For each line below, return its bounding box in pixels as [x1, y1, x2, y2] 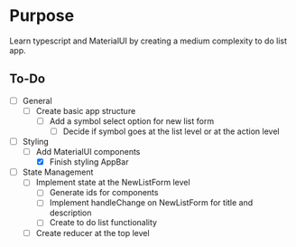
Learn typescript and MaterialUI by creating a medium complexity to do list [9, 35, 287, 46]
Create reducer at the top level [35, 227, 151, 238]
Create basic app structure [35, 105, 136, 116]
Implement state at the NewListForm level [35, 177, 191, 188]
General [22, 95, 52, 106]
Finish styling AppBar [49, 157, 129, 167]
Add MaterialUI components [35, 147, 141, 157]
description [49, 207, 92, 218]
